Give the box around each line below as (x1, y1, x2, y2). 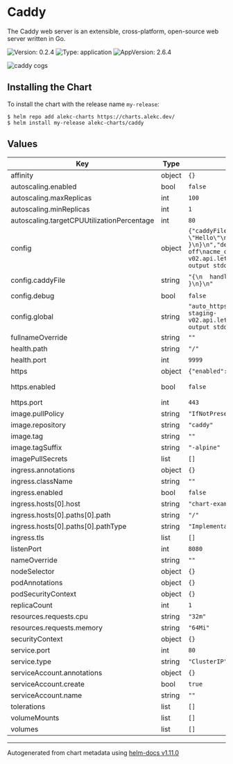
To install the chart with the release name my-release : (7, 100, 159, 108)
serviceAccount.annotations (10, 668, 103, 677)
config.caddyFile (10, 275, 66, 285)
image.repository (10, 420, 67, 430)
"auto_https (188, 302, 227, 310)
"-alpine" (188, 443, 221, 451)
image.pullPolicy (10, 408, 64, 418)
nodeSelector (10, 566, 55, 576)
